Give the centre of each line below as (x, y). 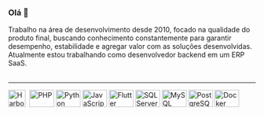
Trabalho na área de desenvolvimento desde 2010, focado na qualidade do (129, 30)
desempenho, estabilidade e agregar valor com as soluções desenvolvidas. (130, 46)
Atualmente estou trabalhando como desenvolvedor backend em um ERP (126, 55)
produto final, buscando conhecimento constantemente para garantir (120, 38)
